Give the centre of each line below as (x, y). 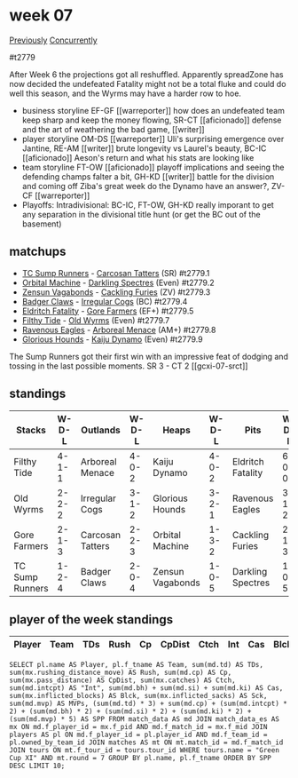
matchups (38, 252)
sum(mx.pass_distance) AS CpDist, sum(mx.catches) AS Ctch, (123, 680)
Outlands (101, 430)
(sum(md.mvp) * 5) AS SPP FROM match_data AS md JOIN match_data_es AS (144, 719)
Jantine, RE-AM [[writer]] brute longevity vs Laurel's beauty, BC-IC (144, 148)
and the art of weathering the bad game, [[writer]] (114, 129)
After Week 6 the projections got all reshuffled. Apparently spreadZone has (146, 74)
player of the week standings (91, 619)
